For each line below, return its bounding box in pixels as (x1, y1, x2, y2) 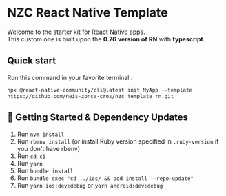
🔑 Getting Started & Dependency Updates (7, 112, 188, 124)
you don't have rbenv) (17, 144, 81, 153)
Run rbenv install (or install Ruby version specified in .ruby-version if (17, 137, 219, 146)
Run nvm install (17, 130, 65, 138)
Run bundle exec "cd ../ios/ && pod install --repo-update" (17, 174, 194, 182)
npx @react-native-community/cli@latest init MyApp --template (7, 86, 193, 94)
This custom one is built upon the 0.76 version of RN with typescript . (7, 35, 205, 43)
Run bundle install (17, 166, 74, 175)
